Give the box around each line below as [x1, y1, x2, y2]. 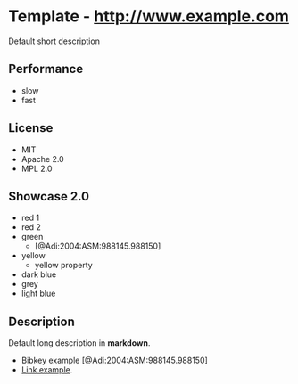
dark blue [21, 269, 57, 280]
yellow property [34, 260, 93, 271]
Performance [8, 61, 84, 77]
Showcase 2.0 [8, 189, 90, 204]
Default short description [8, 36, 100, 46]
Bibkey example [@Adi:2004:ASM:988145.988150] [21, 355, 209, 366]
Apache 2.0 [21, 153, 64, 164]
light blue [21, 288, 56, 299]
